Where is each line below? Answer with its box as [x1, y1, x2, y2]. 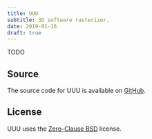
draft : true [7, 29, 41, 36]
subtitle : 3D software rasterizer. [7, 17, 110, 23]
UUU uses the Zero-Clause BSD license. [7, 125, 122, 133]
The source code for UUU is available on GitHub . [7, 87, 146, 95]
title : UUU [7, 10, 39, 17]
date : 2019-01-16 [7, 23, 57, 30]
